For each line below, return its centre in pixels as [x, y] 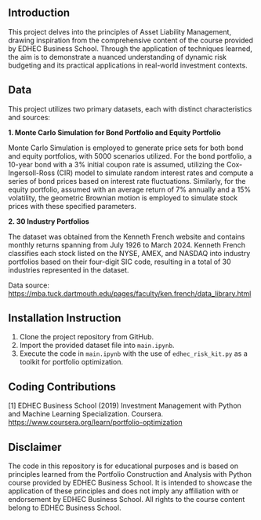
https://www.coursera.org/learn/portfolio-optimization [95, 423]
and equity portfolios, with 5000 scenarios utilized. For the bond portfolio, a [130, 156]
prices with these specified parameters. [72, 206]
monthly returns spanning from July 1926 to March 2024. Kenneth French [127, 245]
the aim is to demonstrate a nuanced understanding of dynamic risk [118, 57]
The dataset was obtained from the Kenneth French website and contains [127, 236]
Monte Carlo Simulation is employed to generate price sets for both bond [126, 148]
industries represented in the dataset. [69, 269]
